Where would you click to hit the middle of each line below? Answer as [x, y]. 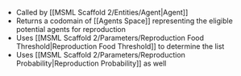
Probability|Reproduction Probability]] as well [91, 63]
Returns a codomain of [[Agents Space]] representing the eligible [125, 21]
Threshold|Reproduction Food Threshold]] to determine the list [120, 46]
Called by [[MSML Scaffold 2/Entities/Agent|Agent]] [102, 12]
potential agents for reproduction [71, 29]
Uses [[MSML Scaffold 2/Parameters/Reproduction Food [110, 38]
